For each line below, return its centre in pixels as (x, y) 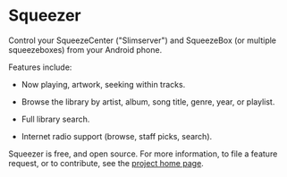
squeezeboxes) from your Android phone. (85, 49)
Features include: (40, 67)
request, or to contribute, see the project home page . (106, 163)
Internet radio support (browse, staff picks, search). (117, 136)
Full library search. (55, 119)
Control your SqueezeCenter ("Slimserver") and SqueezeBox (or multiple (143, 40)
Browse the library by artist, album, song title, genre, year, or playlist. (148, 101)
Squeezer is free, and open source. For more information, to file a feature (143, 154)
